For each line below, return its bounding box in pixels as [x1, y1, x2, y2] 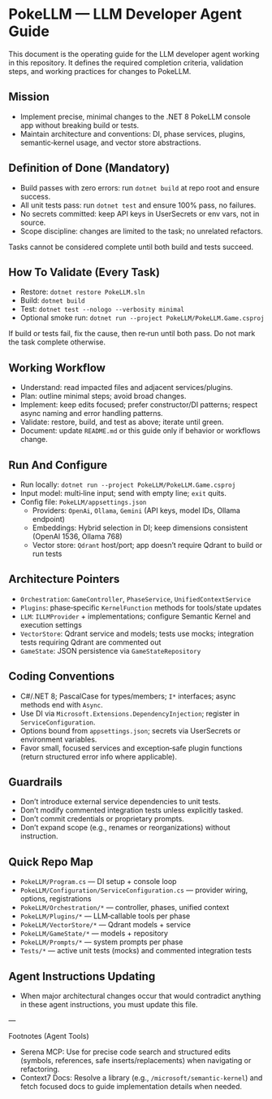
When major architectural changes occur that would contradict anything [19, 991, 261, 1001]
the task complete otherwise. [8, 337, 106, 347]
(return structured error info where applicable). [19, 751, 177, 761]
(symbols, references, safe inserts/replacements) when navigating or [19, 1056, 252, 1066]
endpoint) [32, 514, 65, 523]
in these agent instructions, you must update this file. [19, 1000, 198, 1009]
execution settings [19, 620, 83, 629]
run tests [32, 549, 63, 558]
